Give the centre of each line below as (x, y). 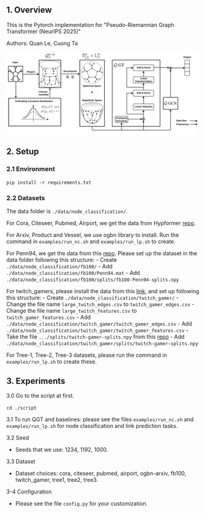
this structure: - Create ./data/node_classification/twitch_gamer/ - (93, 298)
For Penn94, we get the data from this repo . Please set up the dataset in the (102, 253)
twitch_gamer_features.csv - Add (49, 317)
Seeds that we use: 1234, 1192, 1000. (61, 450)
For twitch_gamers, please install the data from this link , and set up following (103, 291)
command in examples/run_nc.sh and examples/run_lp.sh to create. (91, 242)
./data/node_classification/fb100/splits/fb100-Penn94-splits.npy (93, 280)
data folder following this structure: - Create (62, 260)
